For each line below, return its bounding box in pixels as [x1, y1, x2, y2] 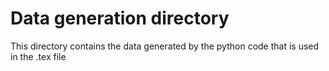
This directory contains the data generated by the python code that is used [10, 40, 320, 52]
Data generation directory [10, 7, 230, 30]
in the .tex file [10, 50, 67, 62]
